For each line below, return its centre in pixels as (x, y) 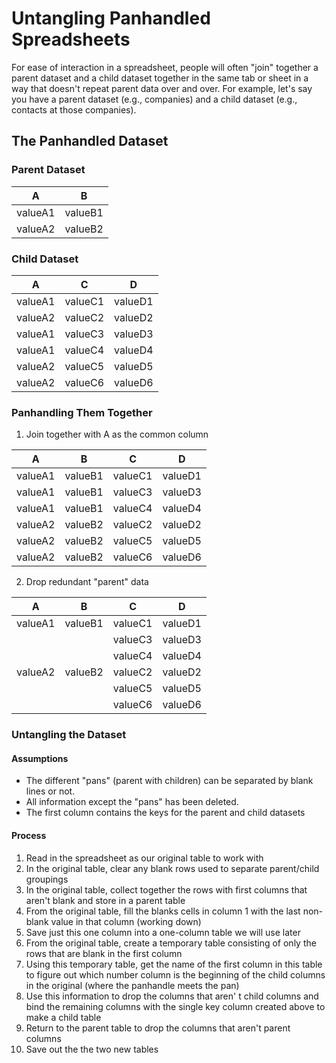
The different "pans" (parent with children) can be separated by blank (169, 781)
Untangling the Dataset (69, 735)
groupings (47, 879)
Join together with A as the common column (117, 434)
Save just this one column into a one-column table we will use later (163, 932)
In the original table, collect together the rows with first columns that (166, 889)
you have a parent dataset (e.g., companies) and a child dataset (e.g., (154, 99)
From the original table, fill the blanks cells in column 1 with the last (163, 911)
